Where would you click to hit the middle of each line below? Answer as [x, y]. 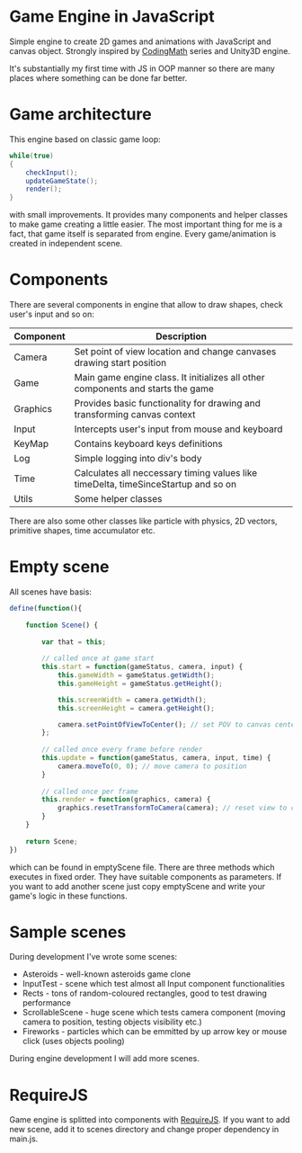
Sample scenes [68, 932]
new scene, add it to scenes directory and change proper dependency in [144, 1130]
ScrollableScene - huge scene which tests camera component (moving [154, 1013]
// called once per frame [90, 791]
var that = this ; [74, 642]
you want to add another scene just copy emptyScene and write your [137, 886]
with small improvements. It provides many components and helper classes [149, 215]
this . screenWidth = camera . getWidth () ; [132, 700]
